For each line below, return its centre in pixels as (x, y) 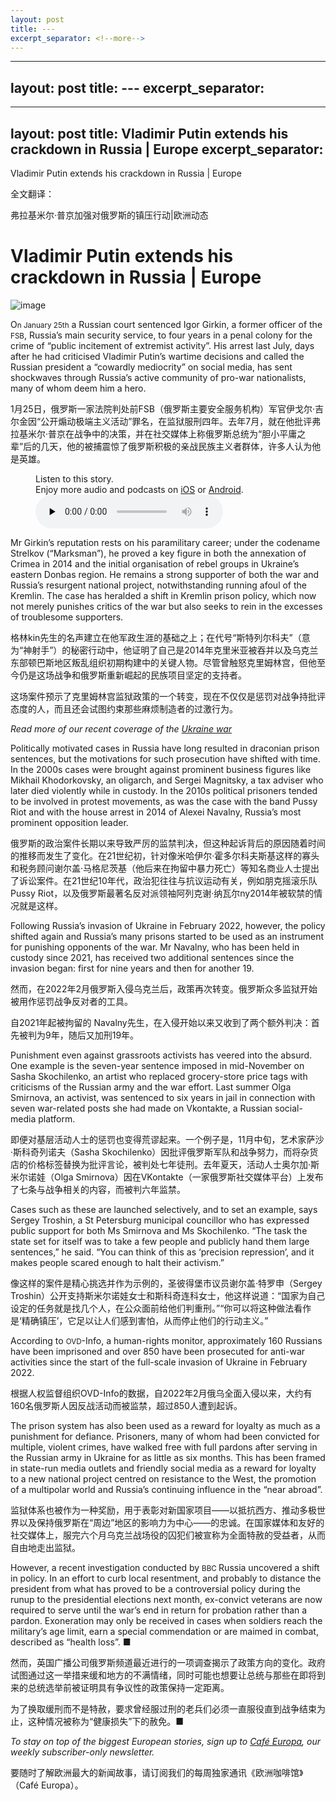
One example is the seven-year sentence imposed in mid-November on (157, 1065)
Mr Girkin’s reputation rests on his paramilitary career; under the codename (165, 542)
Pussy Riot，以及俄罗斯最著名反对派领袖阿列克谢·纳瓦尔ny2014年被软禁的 (162, 893)
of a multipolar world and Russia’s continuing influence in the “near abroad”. (166, 1489)
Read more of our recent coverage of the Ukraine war (121, 728)
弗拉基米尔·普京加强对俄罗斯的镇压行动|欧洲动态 (109, 215)
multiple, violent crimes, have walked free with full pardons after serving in (164, 1447)
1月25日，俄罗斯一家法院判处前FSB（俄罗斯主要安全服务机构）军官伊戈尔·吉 (167, 408)
